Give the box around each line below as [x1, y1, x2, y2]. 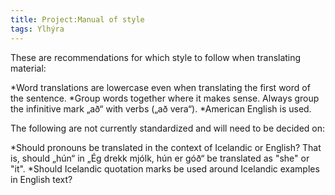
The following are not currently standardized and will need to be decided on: [10, 122, 326, 134]
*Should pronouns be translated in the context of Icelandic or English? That [10, 141, 322, 153]
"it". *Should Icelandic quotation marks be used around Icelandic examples [10, 162, 320, 175]
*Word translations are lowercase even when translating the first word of [10, 81, 311, 93]
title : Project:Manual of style [10, 14, 145, 25]
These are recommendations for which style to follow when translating [10, 51, 302, 63]
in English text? [10, 173, 73, 185]
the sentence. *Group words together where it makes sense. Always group [10, 92, 320, 104]
